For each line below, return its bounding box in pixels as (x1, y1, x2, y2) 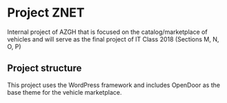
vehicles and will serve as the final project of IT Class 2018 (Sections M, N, (7, 35, 219, 43)
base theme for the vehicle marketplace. (7, 88, 122, 96)
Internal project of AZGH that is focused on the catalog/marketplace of (7, 28, 208, 36)
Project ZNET (7, 5, 85, 21)
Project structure (7, 62, 82, 74)
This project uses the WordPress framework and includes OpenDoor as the (7, 81, 221, 89)
